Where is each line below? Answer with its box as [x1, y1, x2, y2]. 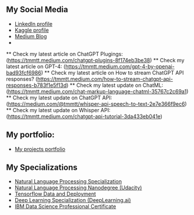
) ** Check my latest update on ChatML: [66, 82, 163, 89]
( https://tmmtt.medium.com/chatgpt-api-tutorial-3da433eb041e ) [6, 113, 163, 120]
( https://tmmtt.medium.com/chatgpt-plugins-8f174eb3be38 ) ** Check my [6, 56, 185, 63]
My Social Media [6, 5, 69, 15]
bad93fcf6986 [6, 69, 42, 76]
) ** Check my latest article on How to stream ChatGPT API [41, 69, 184, 76]
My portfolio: [6, 130, 55, 140]
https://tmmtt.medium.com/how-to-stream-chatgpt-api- [37, 75, 173, 82]
